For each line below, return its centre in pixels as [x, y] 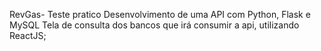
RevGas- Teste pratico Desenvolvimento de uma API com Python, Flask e [160, 14]
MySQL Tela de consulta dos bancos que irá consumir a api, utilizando [154, 25]
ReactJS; [28, 35]
